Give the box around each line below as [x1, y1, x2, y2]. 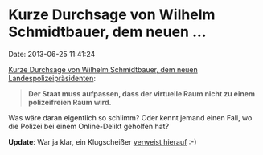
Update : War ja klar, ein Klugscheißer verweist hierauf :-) [8, 137, 197, 146]
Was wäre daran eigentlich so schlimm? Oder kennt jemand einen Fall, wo [8, 112, 253, 122]
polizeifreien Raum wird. [27, 97, 112, 107]
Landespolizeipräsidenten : [8, 73, 97, 83]
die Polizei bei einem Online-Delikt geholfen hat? [8, 121, 170, 131]
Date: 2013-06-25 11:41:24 [8, 49, 96, 59]
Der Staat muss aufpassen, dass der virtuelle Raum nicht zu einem [27, 88, 256, 98]
